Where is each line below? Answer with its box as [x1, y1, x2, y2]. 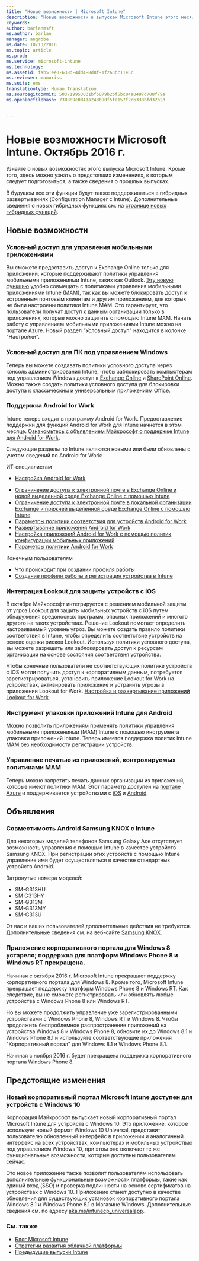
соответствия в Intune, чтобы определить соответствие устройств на [6, 632, 182, 639]
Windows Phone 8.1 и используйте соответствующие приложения [6, 1034, 172, 1041]
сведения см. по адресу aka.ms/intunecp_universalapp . [6, 1208, 145, 1215]
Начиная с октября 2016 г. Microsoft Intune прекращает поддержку [6, 972, 176, 979]
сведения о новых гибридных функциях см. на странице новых [6, 202, 167, 209]
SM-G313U [14, 911, 42, 918]
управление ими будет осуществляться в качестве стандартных [6, 856, 171, 864]
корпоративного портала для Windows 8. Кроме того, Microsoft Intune [6, 978, 184, 985]
